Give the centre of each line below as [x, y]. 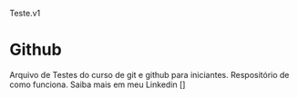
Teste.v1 [25, 13]
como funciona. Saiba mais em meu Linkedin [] [98, 84]
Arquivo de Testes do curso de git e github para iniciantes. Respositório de [149, 74]
